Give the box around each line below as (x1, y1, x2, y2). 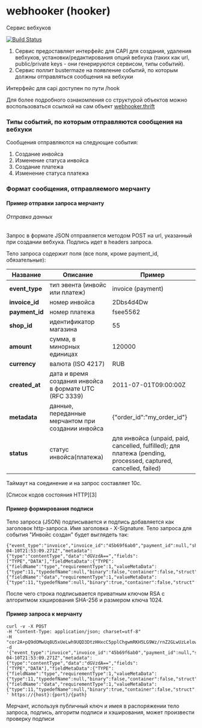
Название (11, 271, 41, 279)
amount (9, 342, 32, 350)
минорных (49, 342, 80, 350)
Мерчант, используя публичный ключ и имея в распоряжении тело (6, 702, 180, 710)
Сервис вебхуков (6, 24, 51, 31)
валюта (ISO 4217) (49, 359, 105, 368)
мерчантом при (49, 417, 96, 425)
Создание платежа (14, 164, 64, 171)
